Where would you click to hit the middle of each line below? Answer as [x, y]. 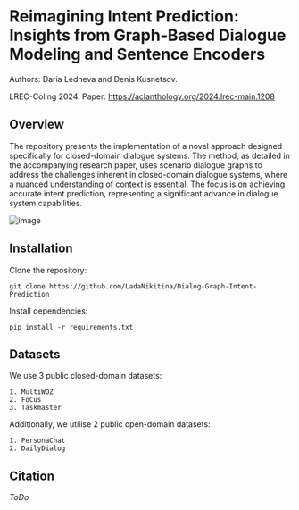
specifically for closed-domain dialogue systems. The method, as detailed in [149, 155]
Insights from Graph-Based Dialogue [148, 35]
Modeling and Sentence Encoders [137, 54]
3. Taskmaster [36, 408]
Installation [41, 249]
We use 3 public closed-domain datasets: [86, 376]
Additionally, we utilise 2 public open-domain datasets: [110, 424]
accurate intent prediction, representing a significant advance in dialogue [144, 193]
